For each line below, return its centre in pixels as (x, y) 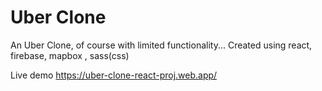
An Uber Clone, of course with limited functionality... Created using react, (161, 45)
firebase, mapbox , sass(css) (70, 55)
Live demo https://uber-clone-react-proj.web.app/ (114, 75)
